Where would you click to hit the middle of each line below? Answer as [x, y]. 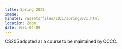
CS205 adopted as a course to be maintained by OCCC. [61, 41]
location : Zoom [20, 23]
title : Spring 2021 [25, 9]
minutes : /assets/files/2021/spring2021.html [52, 18]
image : [12, 14]
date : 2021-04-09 [23, 28]
